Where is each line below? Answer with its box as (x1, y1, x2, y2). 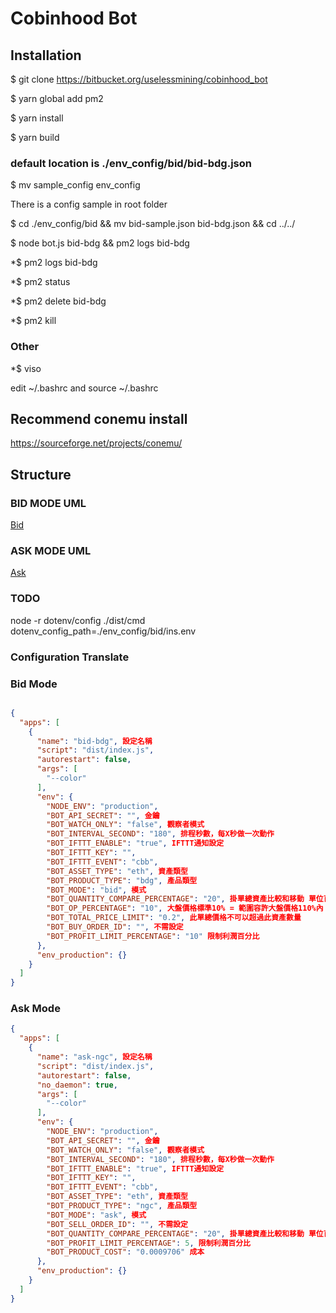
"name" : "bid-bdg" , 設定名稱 (36, 736, 153, 746)
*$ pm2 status (10, 276, 71, 288)
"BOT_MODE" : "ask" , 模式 (46, 1210, 147, 1220)
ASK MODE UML (10, 544, 92, 558)
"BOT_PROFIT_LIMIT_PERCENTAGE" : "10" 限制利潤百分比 (46, 931, 260, 941)
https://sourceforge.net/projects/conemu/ (10, 437, 183, 449)
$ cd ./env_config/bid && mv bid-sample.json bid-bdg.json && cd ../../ (10, 218, 296, 230)
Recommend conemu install (10, 410, 188, 427)
